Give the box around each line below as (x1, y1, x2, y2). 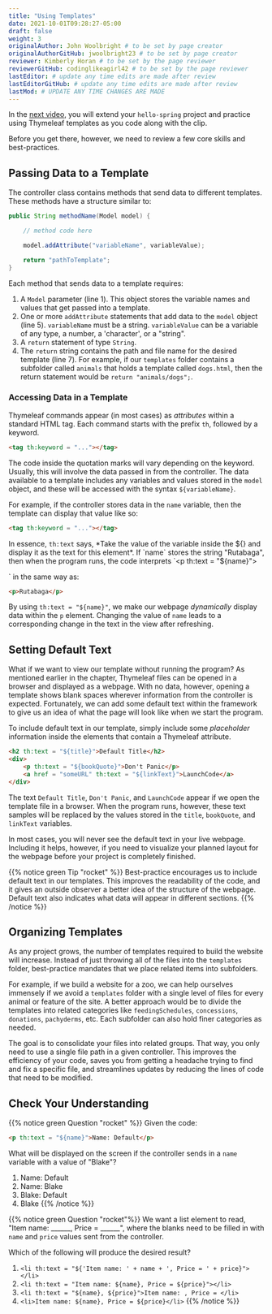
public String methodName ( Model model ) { (8, 212, 151, 220)
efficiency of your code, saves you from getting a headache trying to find (8, 1056, 253, 1065)
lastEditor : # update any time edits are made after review (8, 72, 217, 80)
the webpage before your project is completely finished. (8, 851, 196, 861)
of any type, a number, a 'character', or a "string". (19, 328, 187, 338)
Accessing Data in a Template (8, 391, 128, 403)
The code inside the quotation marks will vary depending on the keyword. (8, 458, 255, 468)
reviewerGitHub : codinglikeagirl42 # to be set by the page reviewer (8, 65, 249, 73)
